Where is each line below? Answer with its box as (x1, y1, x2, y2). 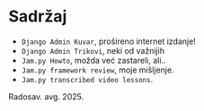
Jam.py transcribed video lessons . (21, 73, 154, 84)
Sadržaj (8, 6, 67, 27)
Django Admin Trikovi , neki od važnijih (21, 45, 165, 55)
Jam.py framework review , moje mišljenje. (21, 64, 174, 75)
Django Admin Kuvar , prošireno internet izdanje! (21, 36, 197, 47)
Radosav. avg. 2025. (8, 91, 84, 102)
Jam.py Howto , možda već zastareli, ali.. (21, 55, 166, 65)
